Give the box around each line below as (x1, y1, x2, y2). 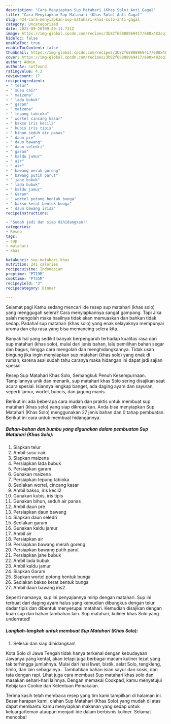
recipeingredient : (6, 78, 45, 83)
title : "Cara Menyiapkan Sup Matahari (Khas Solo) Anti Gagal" (6, 12, 143, 17)
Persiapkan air (13, 536, 44, 542)
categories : (6, 225, 31, 230)
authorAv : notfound (6, 64, 47, 69)
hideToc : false (6, 36, 38, 41)
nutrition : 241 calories (6, 262, 58, 267)
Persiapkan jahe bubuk (13, 552, 61, 558)
